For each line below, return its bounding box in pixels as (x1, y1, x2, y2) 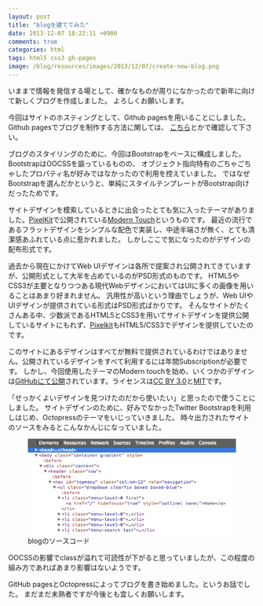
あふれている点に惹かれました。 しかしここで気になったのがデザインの (21, 235, 251, 244)
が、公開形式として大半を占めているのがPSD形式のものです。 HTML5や (8, 271, 239, 280)
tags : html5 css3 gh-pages (8, 54, 97, 62)
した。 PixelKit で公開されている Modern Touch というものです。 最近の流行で (8, 215, 253, 224)
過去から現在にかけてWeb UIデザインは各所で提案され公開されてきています (8, 261, 252, 271)
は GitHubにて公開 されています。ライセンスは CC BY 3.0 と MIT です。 (8, 376, 226, 386)
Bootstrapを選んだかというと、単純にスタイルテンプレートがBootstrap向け (8, 178, 250, 188)
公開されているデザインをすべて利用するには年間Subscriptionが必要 (21, 357, 241, 366)
